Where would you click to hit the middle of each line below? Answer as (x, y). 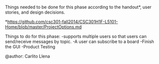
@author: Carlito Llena (28, 56)
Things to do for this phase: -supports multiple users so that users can (76, 36)
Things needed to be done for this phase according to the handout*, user (78, 7)
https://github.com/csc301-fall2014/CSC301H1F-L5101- (63, 22)
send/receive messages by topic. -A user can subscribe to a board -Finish (80, 42)
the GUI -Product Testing (30, 47)
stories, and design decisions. (35, 12)
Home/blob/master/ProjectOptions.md (43, 27)
